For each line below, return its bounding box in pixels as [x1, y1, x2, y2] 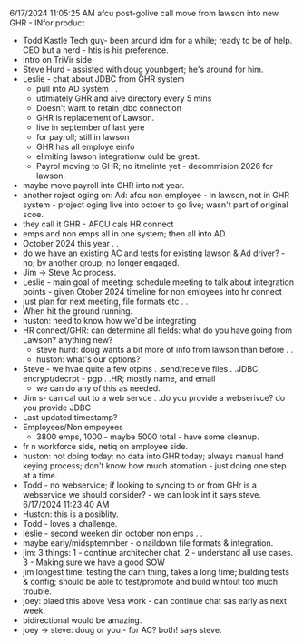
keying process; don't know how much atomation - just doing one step [22, 460, 288, 471]
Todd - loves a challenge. [22, 518, 118, 528]
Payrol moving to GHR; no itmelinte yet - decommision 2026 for [35, 161, 274, 171]
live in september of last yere [35, 122, 145, 133]
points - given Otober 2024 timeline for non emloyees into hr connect [22, 287, 283, 297]
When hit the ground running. [22, 306, 133, 317]
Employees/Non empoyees [22, 422, 124, 432]
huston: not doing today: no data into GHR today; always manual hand [22, 450, 284, 461]
